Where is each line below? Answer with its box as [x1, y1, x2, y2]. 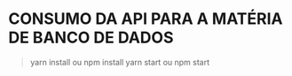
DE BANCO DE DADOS [8, 27, 174, 48]
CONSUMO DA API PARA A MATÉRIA [8, 9, 283, 29]
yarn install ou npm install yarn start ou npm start [29, 57, 210, 67]
